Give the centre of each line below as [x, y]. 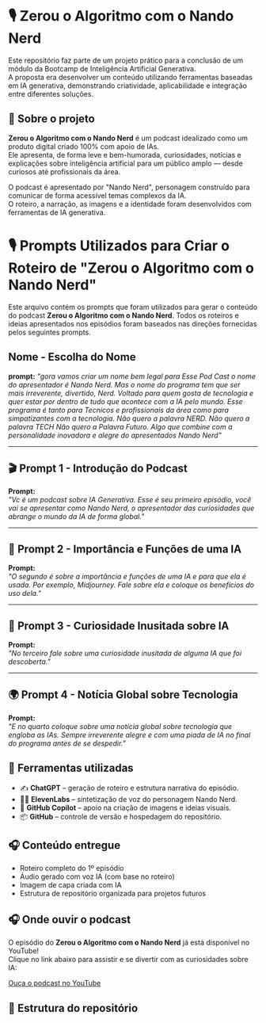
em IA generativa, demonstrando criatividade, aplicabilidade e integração [128, 86]
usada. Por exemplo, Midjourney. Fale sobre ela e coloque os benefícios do [131, 585]
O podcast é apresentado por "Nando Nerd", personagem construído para [129, 187]
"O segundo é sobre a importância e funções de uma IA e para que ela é [127, 577]
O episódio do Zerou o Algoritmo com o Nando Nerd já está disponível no [129, 943]
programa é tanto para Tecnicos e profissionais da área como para [119, 410]
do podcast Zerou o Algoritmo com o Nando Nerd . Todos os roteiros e [123, 315]
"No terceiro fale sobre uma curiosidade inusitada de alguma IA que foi [125, 653]
